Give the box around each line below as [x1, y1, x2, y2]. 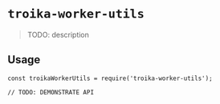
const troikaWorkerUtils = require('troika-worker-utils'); [7, 74, 214, 82]
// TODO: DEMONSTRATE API [7, 88, 94, 96]
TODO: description [26, 30, 90, 39]
